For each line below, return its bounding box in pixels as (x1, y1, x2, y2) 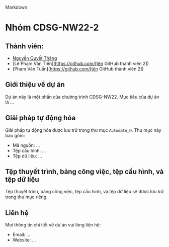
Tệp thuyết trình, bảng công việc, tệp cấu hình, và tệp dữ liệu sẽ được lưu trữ (5, 189, 164, 195)
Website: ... (12, 237, 36, 243)
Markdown (5, 5, 28, 10)
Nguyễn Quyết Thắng (12, 55, 57, 61)
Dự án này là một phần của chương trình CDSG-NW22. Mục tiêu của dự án (5, 94, 159, 100)
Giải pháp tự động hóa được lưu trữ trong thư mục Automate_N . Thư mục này (5, 127, 162, 133)
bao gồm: (5, 132, 25, 138)
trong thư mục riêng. (5, 194, 48, 200)
